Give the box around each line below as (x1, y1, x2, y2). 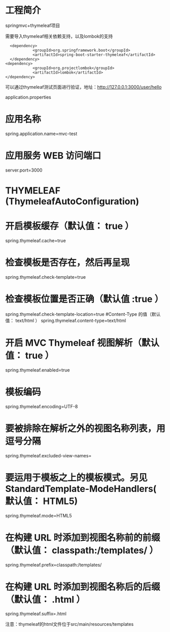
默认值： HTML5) (5, 495, 78, 507)
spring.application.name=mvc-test (5, 130, 78, 137)
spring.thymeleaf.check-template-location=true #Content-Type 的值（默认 (5, 311, 161, 317)
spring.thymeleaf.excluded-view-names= (5, 452, 92, 458)
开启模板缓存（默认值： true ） (5, 220, 134, 232)
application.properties (5, 94, 52, 100)
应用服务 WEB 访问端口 (5, 150, 101, 161)
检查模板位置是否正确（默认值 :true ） (5, 293, 164, 305)
